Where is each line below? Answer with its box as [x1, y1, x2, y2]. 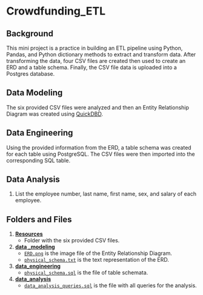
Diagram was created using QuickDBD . [6, 110, 103, 118]
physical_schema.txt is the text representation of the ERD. [24, 256, 170, 264]
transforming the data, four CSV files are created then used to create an [6, 58, 186, 64]
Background [6, 28, 53, 39]
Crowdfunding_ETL [6, 4, 106, 18]
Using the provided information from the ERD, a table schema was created [6, 144, 192, 151]
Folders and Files [6, 214, 72, 225]
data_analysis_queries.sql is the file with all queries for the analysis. [24, 282, 197, 289]
